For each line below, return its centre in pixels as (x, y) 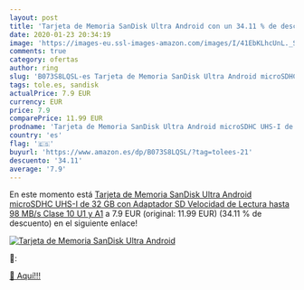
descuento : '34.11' (46, 160)
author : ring (34, 69)
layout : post (34, 18)
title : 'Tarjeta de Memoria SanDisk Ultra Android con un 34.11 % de (143, 26)
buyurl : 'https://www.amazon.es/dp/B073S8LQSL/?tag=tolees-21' (131, 152)
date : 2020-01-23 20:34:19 (60, 34)
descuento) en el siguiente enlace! (74, 223)
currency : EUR (36, 102)
